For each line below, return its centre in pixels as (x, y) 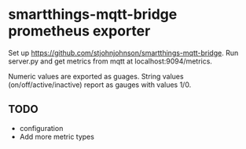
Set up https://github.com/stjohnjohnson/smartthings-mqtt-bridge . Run (123, 53)
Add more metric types (57, 136)
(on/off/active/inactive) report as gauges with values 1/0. (100, 85)
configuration (41, 128)
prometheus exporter (79, 31)
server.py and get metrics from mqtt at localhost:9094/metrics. (110, 61)
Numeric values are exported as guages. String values (96, 76)
